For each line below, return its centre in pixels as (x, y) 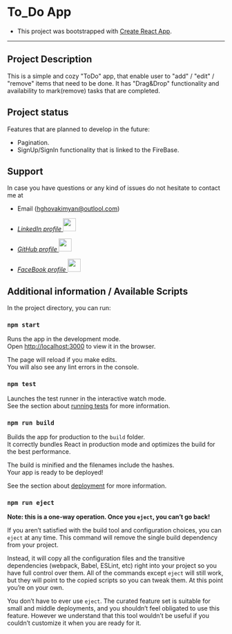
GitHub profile (37, 249)
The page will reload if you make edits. (62, 360)
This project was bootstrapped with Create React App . (95, 31)
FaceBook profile (41, 269)
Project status (38, 112)
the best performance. (39, 452)
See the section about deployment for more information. (87, 486)
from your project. (33, 545)
